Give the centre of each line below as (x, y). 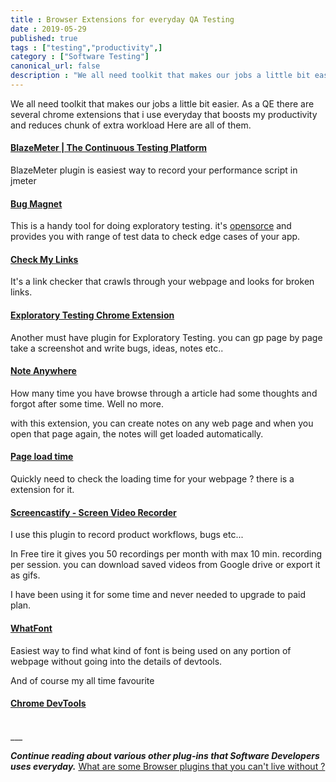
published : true (44, 38)
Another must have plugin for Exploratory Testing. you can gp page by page (166, 337)
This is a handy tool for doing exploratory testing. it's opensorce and (151, 226)
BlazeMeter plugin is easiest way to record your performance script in (154, 170)
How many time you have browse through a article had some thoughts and (164, 393)
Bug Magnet (36, 203)
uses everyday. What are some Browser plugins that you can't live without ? (168, 766)
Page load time (42, 457)
